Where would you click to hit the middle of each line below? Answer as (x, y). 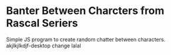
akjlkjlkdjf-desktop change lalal (43, 46)
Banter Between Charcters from (85, 11)
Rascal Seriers (42, 23)
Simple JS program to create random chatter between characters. (86, 39)
